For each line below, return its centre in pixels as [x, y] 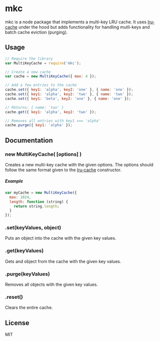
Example [14, 181]
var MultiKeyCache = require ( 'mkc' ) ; [43, 63]
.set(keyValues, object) [33, 227]
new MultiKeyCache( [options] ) [43, 154]
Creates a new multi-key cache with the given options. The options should [79, 164]
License [17, 323]
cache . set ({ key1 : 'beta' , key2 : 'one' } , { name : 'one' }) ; [68, 98]
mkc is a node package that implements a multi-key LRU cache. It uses [76, 22]
